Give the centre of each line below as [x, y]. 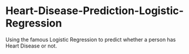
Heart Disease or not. [31, 46]
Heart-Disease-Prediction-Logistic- [95, 11]
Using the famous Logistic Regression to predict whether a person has [91, 39]
